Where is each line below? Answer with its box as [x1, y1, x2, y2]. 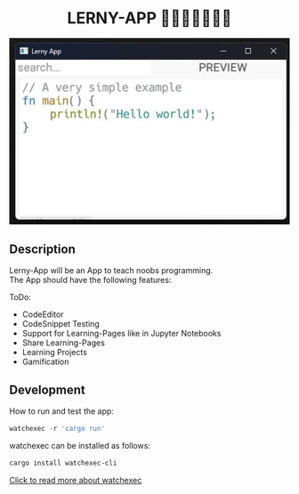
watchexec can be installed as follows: [9, 441, 151, 451]
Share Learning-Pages [21, 337, 105, 348]
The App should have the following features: [9, 275, 172, 286]
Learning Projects [21, 347, 87, 358]
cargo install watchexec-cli [9, 458, 117, 468]
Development [9, 382, 86, 397]
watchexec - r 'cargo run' [9, 425, 105, 433]
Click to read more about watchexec [9, 474, 142, 485]
